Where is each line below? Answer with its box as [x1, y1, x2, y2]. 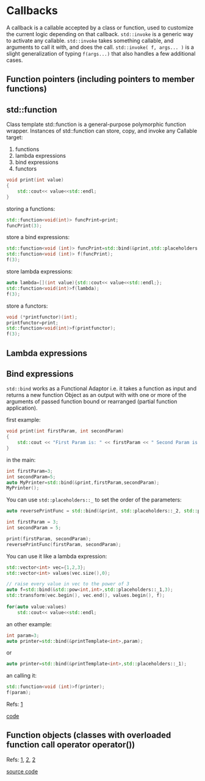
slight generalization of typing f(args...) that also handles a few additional [6, 50, 196, 57]
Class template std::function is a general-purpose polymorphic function [6, 120, 186, 128]
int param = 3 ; [6, 632, 40, 638]
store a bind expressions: [6, 234, 70, 241]
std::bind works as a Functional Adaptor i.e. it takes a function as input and [6, 385, 197, 392]
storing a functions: [6, 205, 56, 212]
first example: [6, 416, 41, 424]
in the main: [6, 456, 36, 464]
